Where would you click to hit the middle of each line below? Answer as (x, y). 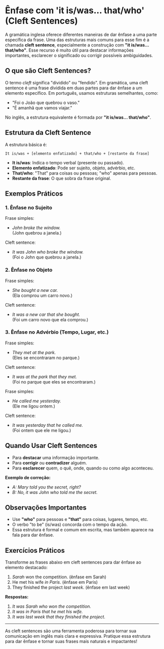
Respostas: (17, 597)
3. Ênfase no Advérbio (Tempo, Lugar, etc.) (57, 332)
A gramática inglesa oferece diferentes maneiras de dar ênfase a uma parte (81, 34)
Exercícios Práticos (35, 550)
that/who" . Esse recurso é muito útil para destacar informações (70, 50)
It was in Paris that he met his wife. (47, 612)
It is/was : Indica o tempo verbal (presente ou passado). (68, 162)
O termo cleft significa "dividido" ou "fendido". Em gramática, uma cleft (77, 82)
